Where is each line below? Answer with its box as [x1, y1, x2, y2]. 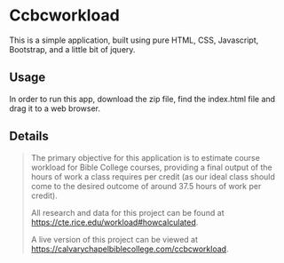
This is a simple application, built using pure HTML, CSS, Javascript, [9, 35, 259, 45]
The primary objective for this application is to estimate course [30, 152, 260, 163]
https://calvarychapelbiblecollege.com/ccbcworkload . [30, 243, 229, 254]
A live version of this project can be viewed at [30, 234, 198, 244]
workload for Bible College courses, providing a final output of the [30, 162, 272, 172]
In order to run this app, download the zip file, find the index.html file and [9, 93, 276, 104]
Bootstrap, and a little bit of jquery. [9, 44, 136, 54]
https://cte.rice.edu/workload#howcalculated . [30, 217, 199, 227]
